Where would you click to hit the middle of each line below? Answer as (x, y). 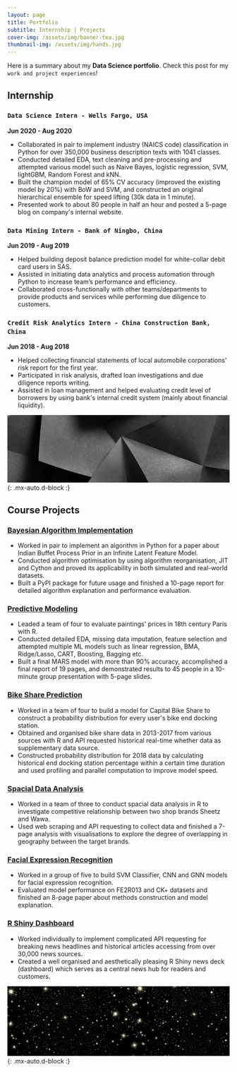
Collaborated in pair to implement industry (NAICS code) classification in (123, 144)
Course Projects (43, 510)
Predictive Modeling (43, 609)
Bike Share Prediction (45, 695)
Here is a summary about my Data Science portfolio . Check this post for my (118, 66)
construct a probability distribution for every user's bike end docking (117, 718)
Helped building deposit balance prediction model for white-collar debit (121, 259)
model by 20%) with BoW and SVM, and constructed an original (110, 189)
